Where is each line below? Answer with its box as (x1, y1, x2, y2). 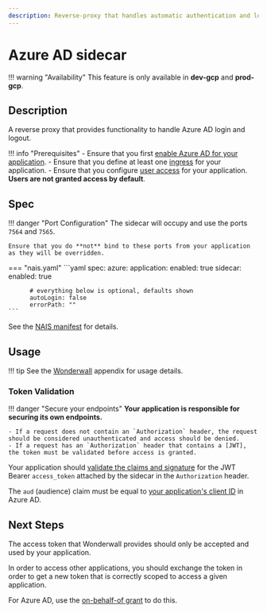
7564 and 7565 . (8, 227, 56, 236)
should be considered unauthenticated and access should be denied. (8, 435, 240, 443)
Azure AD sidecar (8, 45, 127, 64)
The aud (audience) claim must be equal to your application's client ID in (8, 486, 244, 496)
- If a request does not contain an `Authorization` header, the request (8, 428, 258, 436)
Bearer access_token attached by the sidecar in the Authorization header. (8, 471, 250, 481)
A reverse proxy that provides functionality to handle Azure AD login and (8, 125, 246, 135)
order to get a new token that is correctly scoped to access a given (8, 572, 228, 581)
